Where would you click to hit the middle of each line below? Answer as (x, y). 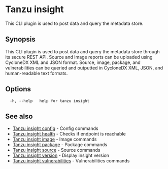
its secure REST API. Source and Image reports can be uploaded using (79, 57)
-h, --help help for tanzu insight (50, 101)
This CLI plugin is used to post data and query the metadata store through (82, 51)
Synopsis (20, 39)
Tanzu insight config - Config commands (55, 128)
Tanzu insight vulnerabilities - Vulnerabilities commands (71, 161)
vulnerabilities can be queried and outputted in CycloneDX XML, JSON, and (84, 67)
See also (19, 116)
